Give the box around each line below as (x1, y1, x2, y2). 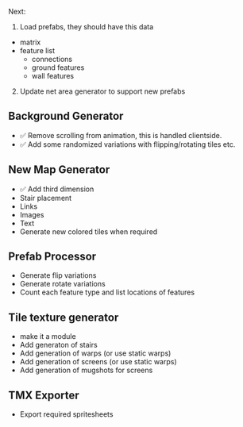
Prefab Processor (8, 250, 97, 264)
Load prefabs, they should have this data (19, 22, 154, 31)
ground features (31, 63, 85, 72)
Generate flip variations (19, 271, 97, 280)
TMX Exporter (8, 388, 79, 402)
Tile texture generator (8, 310, 119, 324)
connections (31, 55, 73, 63)
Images (19, 210, 44, 219)
